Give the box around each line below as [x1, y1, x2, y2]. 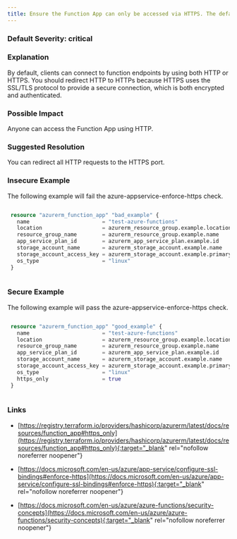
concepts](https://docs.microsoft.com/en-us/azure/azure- [17, 508, 188, 516]
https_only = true [16, 375, 121, 383]
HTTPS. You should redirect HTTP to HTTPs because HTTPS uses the [7, 75, 211, 85]
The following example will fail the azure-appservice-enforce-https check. [7, 192, 224, 200]
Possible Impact [7, 109, 63, 118]
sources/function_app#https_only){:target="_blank [17, 443, 165, 452]
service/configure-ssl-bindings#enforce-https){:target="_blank [17, 480, 202, 488]
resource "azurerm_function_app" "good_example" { [10, 323, 162, 330]
